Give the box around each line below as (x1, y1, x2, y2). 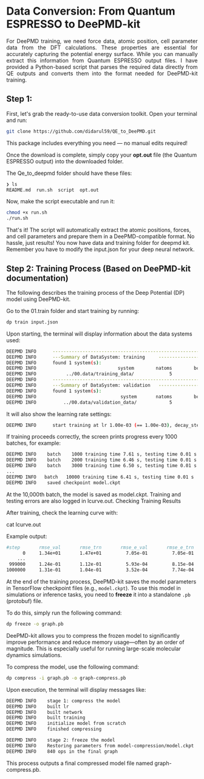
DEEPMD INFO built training (6, 714, 86, 721)
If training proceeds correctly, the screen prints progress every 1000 (6, 433, 177, 440)
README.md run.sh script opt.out (6, 187, 99, 193)
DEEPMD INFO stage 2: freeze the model (6, 737, 115, 744)
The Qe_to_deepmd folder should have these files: (6, 169, 132, 177)
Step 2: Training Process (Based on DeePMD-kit (6, 263, 191, 273)
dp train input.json (6, 319, 59, 325)
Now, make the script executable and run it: (6, 198, 115, 205)
